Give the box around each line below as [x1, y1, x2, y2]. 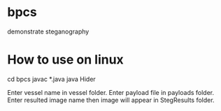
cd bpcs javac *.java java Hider [7, 75, 96, 83]
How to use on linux [7, 52, 124, 68]
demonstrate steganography [7, 27, 90, 36]
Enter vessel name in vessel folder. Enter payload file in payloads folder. [7, 88, 215, 96]
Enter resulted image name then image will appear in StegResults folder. [7, 96, 215, 104]
